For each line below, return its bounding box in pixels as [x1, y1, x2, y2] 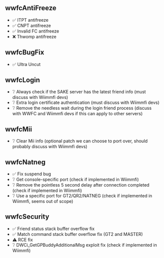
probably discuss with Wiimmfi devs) [12, 144, 88, 150]
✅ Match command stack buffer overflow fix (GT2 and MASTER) [12, 231, 143, 237]
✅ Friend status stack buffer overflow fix [12, 226, 95, 231]
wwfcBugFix [5, 48, 44, 57]
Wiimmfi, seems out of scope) [12, 198, 73, 204]
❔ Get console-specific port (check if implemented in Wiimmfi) [12, 177, 139, 183]
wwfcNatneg [5, 158, 46, 166]
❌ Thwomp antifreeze [12, 33, 57, 39]
